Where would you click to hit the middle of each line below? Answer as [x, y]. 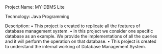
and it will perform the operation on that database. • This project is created [81, 41]
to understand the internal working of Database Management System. [76, 46]
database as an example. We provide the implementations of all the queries [81, 36]
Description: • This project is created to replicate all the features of [73, 26]
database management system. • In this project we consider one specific [79, 31]
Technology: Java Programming [37, 16]
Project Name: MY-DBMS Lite [35, 7]
